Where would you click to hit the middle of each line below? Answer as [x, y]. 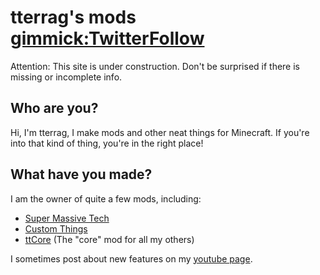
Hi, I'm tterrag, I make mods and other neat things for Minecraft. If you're [160, 132]
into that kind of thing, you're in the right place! [107, 143]
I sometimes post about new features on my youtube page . [131, 258]
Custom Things [56, 228]
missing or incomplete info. [66, 77]
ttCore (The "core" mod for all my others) [109, 239]
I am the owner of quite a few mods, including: [106, 198]
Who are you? [54, 108]
